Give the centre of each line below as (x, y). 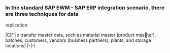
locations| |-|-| (21, 46)
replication (16, 25)
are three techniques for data (42, 14)
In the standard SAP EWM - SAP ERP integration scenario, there (85, 8)
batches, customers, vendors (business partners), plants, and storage (78, 40)
